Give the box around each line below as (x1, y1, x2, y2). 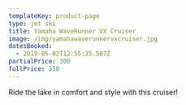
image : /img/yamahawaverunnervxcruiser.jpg (8, 34, 158, 43)
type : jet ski (8, 20, 57, 28)
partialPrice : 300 (8, 58, 71, 66)
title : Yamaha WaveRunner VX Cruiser (8, 27, 136, 35)
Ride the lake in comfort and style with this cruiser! (8, 87, 179, 97)
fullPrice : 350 (8, 65, 60, 73)
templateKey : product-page (8, 11, 100, 20)
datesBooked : (8, 42, 53, 50)
